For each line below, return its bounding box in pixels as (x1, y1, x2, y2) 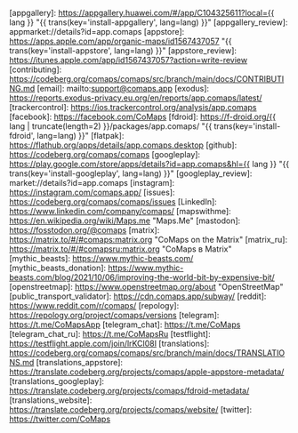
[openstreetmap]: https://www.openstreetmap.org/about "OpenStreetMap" (9, 282, 284, 292)
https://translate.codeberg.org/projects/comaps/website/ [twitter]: (9, 405, 252, 414)
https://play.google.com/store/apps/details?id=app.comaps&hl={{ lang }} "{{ (9, 159, 290, 169)
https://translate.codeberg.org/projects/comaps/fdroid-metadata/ (9, 386, 250, 396)
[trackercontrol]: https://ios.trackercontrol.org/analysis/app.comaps (9, 102, 257, 112)
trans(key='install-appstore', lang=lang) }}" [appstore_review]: (9, 45, 238, 56)
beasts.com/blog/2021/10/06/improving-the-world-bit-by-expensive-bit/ (9, 272, 276, 283)
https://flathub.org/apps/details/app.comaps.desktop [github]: (9, 140, 238, 150)
